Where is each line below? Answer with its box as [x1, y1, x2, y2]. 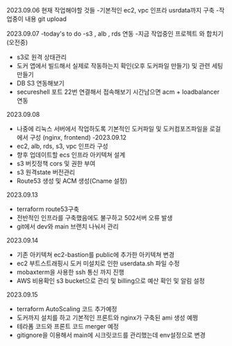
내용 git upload [24, 15, 67, 23]
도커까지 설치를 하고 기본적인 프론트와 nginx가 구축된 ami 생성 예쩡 [16, 313, 199, 322]
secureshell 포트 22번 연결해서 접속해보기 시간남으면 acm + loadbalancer [16, 88, 220, 96]
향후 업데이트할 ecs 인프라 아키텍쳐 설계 [16, 151, 126, 158]
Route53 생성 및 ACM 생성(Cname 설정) [16, 176, 128, 185]
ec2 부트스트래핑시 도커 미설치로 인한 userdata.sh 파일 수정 [16, 259, 180, 267]
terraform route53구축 [16, 205, 79, 213]
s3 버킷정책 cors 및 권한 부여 [16, 159, 96, 167]
